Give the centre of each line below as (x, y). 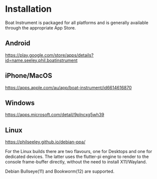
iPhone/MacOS (29, 76)
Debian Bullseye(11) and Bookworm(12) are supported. (60, 171)
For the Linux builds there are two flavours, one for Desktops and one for (78, 152)
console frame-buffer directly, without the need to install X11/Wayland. (76, 162)
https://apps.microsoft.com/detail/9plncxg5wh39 (55, 115)
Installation (28, 9)
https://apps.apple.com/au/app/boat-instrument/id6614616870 (68, 87)
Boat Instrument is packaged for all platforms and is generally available (77, 23)
